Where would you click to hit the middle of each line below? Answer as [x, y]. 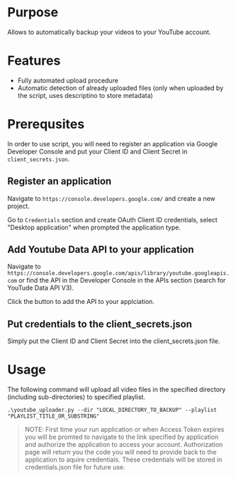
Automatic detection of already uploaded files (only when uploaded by [120, 88]
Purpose [33, 12]
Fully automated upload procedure [68, 80]
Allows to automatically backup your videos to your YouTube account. [109, 32]
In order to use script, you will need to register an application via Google [113, 143]
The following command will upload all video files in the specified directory [117, 390]
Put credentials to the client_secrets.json [100, 324]
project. [19, 206]
